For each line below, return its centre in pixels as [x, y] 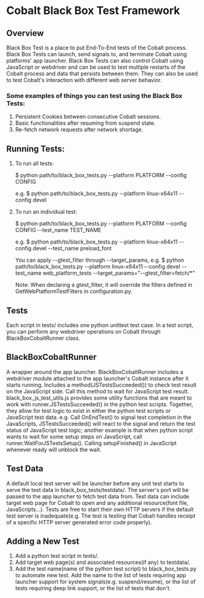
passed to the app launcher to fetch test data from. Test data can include [98, 496]
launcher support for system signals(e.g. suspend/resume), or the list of [105, 582]
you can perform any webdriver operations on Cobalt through [84, 331]
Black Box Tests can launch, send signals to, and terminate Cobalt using [97, 54]
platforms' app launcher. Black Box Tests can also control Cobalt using [95, 61]
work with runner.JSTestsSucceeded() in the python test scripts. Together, [100, 404]
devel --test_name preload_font [72, 248]
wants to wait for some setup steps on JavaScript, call [74, 437]
